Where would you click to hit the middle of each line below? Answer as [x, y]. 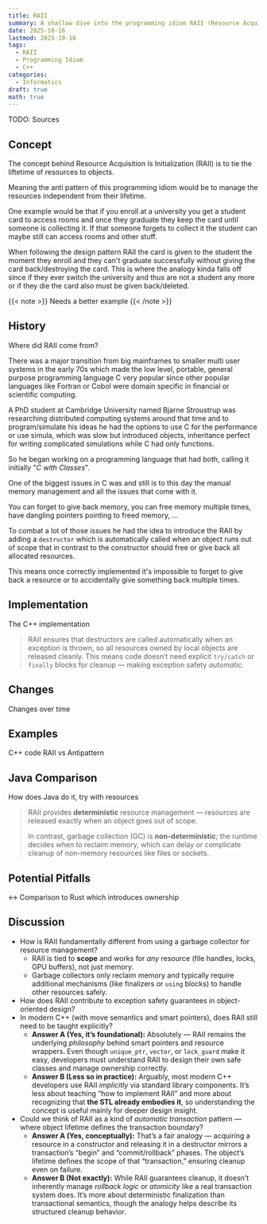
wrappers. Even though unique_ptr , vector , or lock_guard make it [138, 1051]
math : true [26, 97]
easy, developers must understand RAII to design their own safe [136, 1059]
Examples [33, 733]
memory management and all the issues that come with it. [103, 491]
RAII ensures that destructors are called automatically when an [130, 639]
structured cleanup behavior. [79, 1211]
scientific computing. [43, 394]
